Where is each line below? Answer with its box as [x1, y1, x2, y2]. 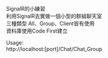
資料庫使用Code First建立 [6, 27, 68, 34]
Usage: [6, 39, 24, 46]
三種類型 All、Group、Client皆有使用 [6, 20, 95, 27]
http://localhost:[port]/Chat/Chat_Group [6, 46, 102, 52]
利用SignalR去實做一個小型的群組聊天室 [6, 12, 102, 20]
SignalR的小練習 [6, 5, 45, 12]
